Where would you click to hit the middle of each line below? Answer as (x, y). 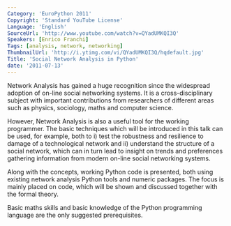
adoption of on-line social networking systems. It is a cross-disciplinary (110, 93)
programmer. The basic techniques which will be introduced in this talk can (115, 128)
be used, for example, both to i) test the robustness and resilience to (105, 136)
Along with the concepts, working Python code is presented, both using (110, 172)
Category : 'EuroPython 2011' (50, 14)
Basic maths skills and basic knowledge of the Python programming (105, 207)
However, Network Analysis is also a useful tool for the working (98, 121)
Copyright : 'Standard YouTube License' (65, 20)
